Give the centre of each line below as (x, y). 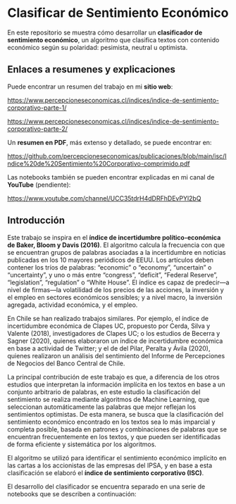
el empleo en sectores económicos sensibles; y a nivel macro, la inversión (115, 297)
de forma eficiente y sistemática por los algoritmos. (82, 444)
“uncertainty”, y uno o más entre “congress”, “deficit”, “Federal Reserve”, (113, 275)
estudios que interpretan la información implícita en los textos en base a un (116, 384)
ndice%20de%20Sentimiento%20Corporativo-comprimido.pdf (99, 163)
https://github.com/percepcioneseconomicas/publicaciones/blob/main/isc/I (117, 156)
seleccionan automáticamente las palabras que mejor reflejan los (101, 407)
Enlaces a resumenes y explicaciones (92, 69)
